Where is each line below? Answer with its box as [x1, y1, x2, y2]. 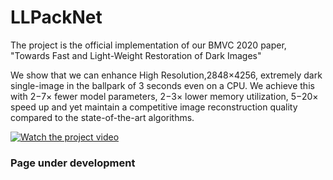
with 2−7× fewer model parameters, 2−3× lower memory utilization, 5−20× [10, 90, 319, 102]
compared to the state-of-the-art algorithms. [10, 111, 195, 123]
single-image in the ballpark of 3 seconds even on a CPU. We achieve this [10, 79, 315, 91]
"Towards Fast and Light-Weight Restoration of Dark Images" [10, 49, 262, 61]
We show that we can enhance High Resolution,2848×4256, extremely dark [10, 69, 323, 81]
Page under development [10, 156, 136, 170]
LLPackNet [10, 6, 103, 29]
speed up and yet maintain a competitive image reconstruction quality [10, 101, 298, 113]
